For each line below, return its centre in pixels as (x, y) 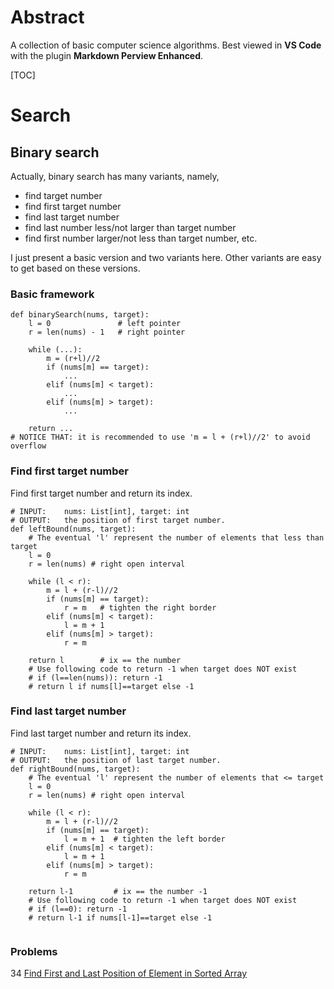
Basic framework (52, 294)
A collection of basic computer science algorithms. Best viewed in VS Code (166, 45)
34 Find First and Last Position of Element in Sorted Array (129, 973)
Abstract (47, 17)
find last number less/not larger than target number (130, 227)
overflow (28, 446)
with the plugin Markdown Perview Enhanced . (107, 55)
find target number (63, 195)
